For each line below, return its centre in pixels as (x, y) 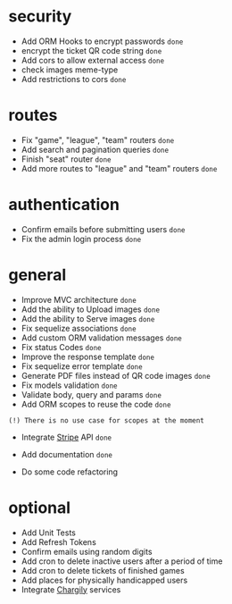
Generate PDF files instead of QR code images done (116, 375)
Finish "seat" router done (66, 159)
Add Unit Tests (49, 533)
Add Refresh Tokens (59, 541)
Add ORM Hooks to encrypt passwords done (102, 41)
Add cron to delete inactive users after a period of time (122, 561)
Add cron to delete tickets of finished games (103, 570)
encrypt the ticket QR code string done (91, 50)
